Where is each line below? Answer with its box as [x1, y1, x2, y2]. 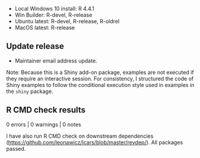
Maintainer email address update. [14, 57, 97, 64]
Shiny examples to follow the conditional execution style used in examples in [6, 81, 195, 88]
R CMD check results [6, 105, 86, 115]
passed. [6, 145, 26, 152]
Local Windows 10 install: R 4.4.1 [14, 5, 94, 12]
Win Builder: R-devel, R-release [14, 11, 93, 18]
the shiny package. [6, 88, 54, 95]
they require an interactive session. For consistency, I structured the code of [6, 75, 194, 82]
